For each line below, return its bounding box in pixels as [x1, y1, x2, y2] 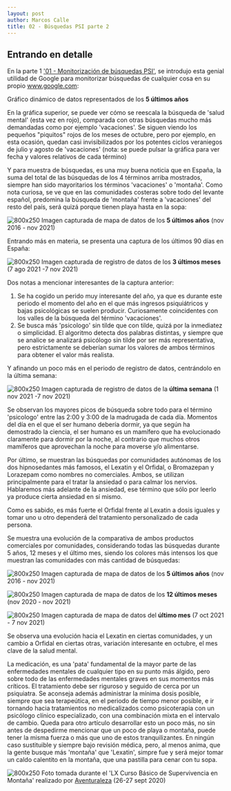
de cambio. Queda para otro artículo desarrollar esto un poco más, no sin [7, 719, 216, 727]
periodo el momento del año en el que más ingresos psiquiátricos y [17, 299, 209, 308]
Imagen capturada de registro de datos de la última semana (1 [41, 385, 219, 393]
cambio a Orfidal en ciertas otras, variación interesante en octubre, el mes [7, 639, 219, 648]
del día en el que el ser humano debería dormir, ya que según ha [7, 420, 191, 429]
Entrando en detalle [7, 48, 93, 60]
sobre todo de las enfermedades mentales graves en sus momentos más [7, 675, 214, 683]
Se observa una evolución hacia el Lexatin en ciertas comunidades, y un [7, 632, 212, 640]
